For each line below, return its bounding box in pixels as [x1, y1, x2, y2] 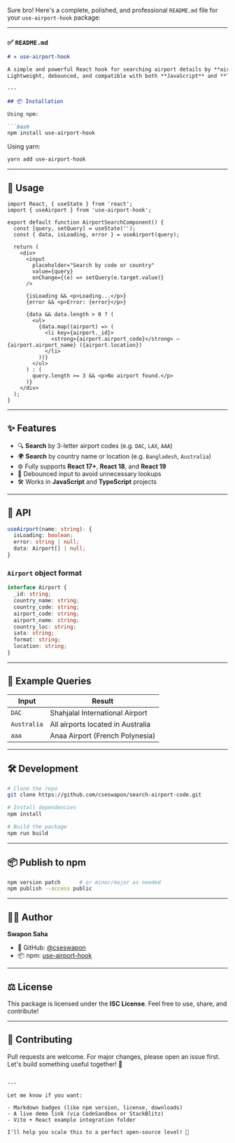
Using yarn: [7, 142, 41, 151]
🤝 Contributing [7, 1034, 73, 1046]
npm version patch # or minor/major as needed [7, 879, 161, 886]
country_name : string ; [13, 597, 80, 604]
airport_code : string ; [13, 610, 80, 617]
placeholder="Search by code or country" [32, 262, 155, 269]
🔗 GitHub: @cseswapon [17, 943, 86, 952]
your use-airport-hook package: [7, 13, 101, 22]
